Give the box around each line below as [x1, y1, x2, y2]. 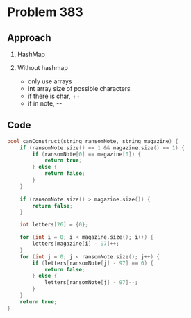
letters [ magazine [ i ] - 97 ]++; [32, 240, 119, 247]
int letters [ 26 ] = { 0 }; [19, 221, 89, 228]
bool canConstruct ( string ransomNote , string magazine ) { [7, 137, 178, 144]
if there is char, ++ [27, 92, 81, 100]
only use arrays [27, 77, 72, 85]
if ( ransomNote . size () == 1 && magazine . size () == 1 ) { [19, 144, 185, 151]
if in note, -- [27, 99, 63, 108]
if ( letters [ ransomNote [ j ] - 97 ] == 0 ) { [32, 260, 154, 267]
